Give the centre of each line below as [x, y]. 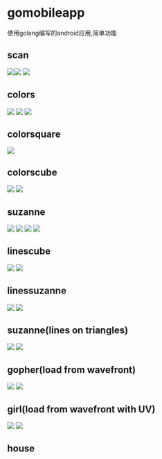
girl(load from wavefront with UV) [81, 409]
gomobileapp [46, 13]
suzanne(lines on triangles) [68, 331]
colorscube [32, 172]
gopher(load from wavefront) [72, 370]
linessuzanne [37, 291]
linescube [29, 251]
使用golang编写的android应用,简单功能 [62, 33]
